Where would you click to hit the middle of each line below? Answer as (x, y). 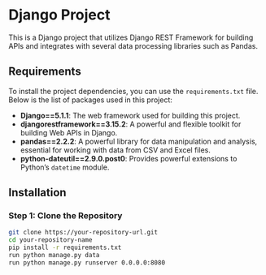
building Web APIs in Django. (69, 132)
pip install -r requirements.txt (65, 248)
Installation (37, 193)
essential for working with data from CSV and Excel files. (116, 150)
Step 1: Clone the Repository (65, 216)
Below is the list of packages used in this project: (90, 100)
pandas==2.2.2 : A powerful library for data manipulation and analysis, (139, 141)
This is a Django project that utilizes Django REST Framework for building (131, 37)
